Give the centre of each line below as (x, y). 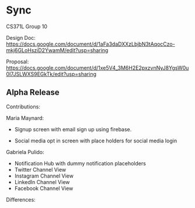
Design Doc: (21, 37)
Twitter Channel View (40, 169)
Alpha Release (33, 92)
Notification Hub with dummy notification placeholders (80, 163)
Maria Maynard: (25, 118)
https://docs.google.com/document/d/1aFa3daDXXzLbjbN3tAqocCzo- (90, 44)
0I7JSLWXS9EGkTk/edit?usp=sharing (51, 74)
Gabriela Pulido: (25, 152)
